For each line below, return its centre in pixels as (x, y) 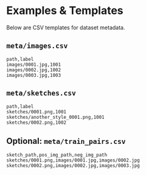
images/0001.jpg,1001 (34, 65)
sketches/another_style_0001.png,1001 (55, 117)
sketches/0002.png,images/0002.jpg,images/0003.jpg (73, 166)
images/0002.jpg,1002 (34, 70)
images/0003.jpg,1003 (34, 75)
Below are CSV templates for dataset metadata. (66, 27)
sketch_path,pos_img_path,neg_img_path (57, 155)
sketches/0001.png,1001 (36, 112)
